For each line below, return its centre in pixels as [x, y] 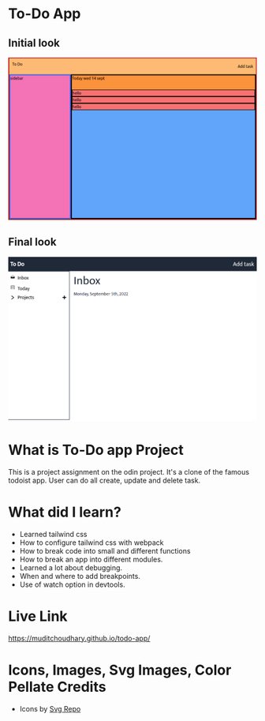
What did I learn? [65, 512]
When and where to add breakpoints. [80, 576]
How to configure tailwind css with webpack [91, 543]
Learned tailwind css [54, 534]
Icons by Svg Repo [50, 708]
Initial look [34, 43]
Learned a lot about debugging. [71, 567]
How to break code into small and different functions [105, 550]
